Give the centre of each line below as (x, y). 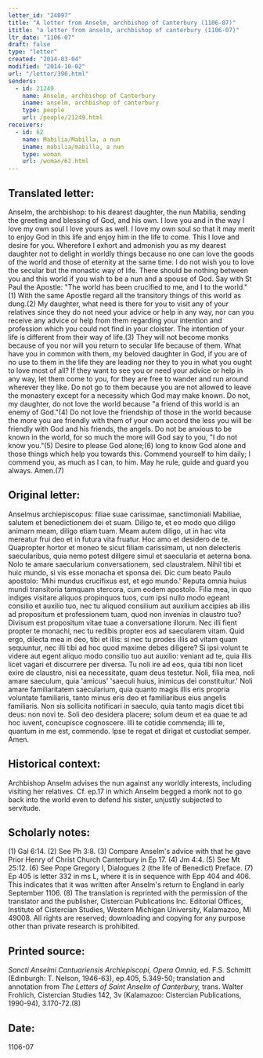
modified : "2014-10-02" (47, 67)
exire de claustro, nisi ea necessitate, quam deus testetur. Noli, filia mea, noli (131, 673)
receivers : (26, 125)
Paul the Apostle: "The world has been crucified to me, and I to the (115, 286)
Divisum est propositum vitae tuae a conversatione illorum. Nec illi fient (122, 622)
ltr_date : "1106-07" (42, 37)
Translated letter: (51, 193)
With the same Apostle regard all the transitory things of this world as (129, 295)
